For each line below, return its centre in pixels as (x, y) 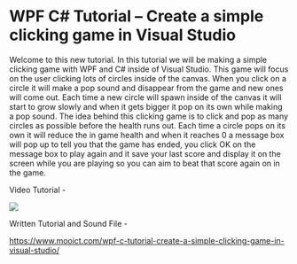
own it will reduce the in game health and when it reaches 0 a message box (147, 135)
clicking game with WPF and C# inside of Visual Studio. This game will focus (149, 69)
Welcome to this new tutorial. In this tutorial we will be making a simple (138, 59)
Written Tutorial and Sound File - (69, 223)
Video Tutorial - (38, 190)
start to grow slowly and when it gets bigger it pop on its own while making (146, 106)
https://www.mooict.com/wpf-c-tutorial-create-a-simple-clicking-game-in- (147, 240)
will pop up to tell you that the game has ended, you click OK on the (133, 144)
